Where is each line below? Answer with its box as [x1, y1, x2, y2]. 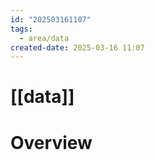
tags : [10, 24, 33, 34]
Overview [10, 131, 93, 154]
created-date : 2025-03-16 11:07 [10, 42, 145, 53]
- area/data [19, 33, 70, 43]
